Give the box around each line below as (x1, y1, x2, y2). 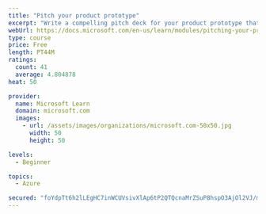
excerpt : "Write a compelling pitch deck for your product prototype (8, 19, 243, 27)
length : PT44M (8, 48, 55, 56)
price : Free (8, 41, 47, 49)
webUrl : (8, 26, 34, 34)
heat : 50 (8, 78, 37, 86)
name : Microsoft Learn (15, 100, 90, 108)
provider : (8, 92, 41, 100)
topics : (8, 172, 34, 181)
